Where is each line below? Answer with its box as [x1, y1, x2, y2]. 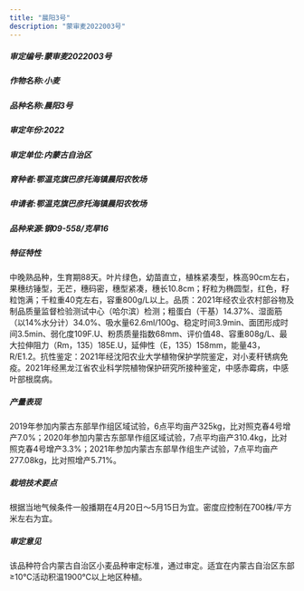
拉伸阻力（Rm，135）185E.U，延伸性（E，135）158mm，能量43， [16, 340, 265, 351]
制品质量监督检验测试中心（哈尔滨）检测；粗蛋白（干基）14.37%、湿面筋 [9, 305, 283, 317]
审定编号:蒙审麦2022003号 [9, 51, 112, 62]
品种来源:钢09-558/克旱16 [9, 223, 109, 234]
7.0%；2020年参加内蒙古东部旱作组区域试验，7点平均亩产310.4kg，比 [16, 432, 280, 443]
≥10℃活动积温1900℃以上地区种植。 [9, 572, 147, 583]
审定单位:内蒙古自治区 [9, 149, 92, 160]
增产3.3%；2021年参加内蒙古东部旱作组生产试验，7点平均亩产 [46, 443, 279, 454]
